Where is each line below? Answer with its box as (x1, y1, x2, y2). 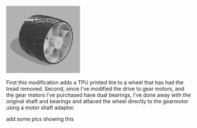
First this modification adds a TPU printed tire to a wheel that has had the (6, 79, 184, 86)
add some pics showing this (6, 116, 74, 122)
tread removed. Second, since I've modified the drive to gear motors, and (6, 86, 185, 92)
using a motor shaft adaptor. (6, 104, 75, 111)
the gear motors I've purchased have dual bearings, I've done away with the (6, 91, 191, 99)
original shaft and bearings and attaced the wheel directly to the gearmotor (6, 98, 189, 104)
